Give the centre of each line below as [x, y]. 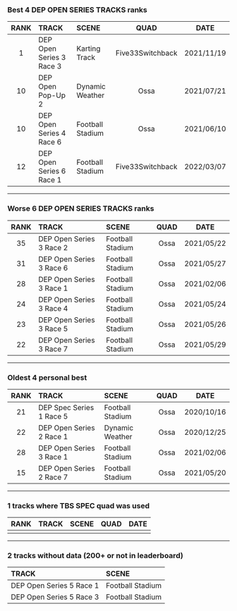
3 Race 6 [53, 268]
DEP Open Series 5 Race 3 [55, 597]
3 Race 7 [53, 349]
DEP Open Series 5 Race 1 [55, 586]
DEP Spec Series [66, 407]
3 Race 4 [53, 308]
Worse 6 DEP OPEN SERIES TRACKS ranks [81, 209]
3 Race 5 [53, 328]
